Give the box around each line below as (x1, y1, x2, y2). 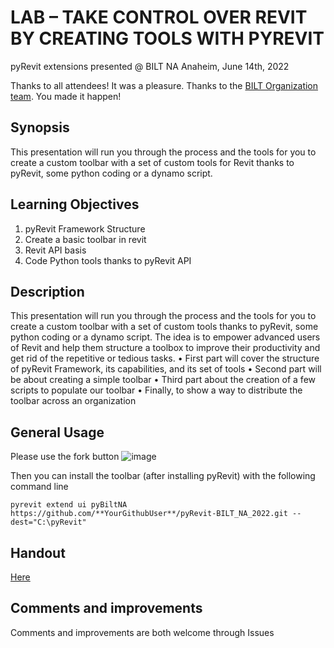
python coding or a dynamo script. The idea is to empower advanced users (10, 331, 321, 343)
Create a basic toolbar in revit (24, 233, 147, 245)
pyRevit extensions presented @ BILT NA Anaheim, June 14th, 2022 (10, 60, 290, 72)
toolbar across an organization (10, 395, 137, 407)
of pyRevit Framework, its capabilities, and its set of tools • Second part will (10, 363, 322, 375)
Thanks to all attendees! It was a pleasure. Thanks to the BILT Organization (10, 79, 319, 91)
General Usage (10, 424, 105, 441)
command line (10, 481, 69, 493)
